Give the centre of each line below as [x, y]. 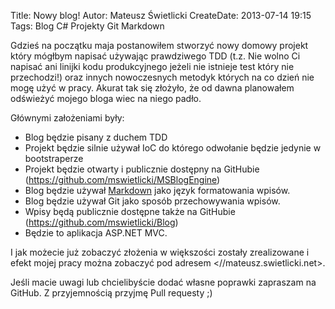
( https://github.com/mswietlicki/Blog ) [101, 222]
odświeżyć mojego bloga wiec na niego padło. [106, 98]
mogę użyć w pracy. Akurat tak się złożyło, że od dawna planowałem [152, 88]
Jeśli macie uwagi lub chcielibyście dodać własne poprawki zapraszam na [163, 282]
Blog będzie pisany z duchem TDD [96, 137]
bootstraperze [54, 158]
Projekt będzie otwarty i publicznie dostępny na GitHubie [142, 169]
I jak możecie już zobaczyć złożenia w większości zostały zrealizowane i [160, 252]
